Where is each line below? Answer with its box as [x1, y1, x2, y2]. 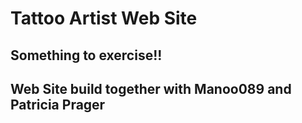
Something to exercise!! [10, 47, 163, 64]
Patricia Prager [10, 96, 106, 113]
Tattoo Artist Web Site [10, 7, 198, 30]
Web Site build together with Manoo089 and [10, 80, 292, 97]
